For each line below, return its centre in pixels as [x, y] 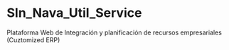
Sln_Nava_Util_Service [74, 13]
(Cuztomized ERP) [33, 39]
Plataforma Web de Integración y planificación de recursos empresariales [114, 32]
